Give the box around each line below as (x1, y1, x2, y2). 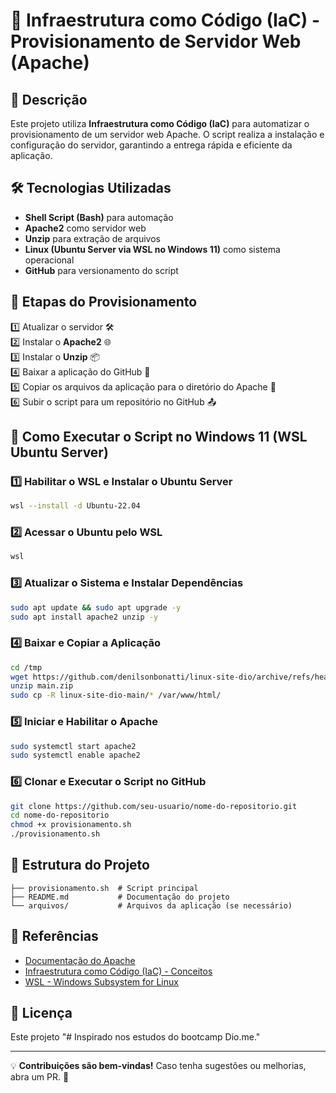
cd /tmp (10, 662, 43, 673)
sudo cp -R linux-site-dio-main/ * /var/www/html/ (10, 690, 222, 701)
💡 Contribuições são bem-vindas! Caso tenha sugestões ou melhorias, (10, 1060, 307, 1072)
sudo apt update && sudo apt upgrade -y (10, 602, 182, 613)
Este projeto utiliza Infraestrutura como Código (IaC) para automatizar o (10, 118, 310, 129)
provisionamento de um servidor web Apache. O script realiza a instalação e (10, 129, 325, 140)
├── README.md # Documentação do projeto (10, 892, 230, 902)
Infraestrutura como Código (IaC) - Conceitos (24, 965, 213, 977)
